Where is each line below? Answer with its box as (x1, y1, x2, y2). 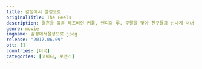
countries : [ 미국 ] (6, 48, 50, 54)
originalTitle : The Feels (6, 14, 71, 20)
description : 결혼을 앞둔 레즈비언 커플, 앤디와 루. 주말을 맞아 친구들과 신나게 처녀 (6, 20, 195, 26)
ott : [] (6, 43, 26, 49)
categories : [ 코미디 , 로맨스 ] (6, 53, 75, 59)
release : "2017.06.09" (6, 37, 64, 43)
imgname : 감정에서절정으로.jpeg (6, 31, 77, 37)
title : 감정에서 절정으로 (6, 8, 62, 15)
